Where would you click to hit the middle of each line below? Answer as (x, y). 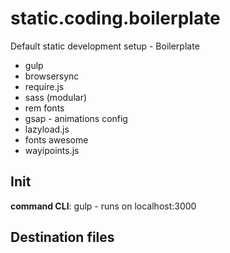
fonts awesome (56, 139)
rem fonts (44, 108)
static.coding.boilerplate (115, 18)
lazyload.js (47, 129)
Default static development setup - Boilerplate (105, 46)
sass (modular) (56, 97)
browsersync (52, 76)
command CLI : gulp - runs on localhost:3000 (103, 206)
